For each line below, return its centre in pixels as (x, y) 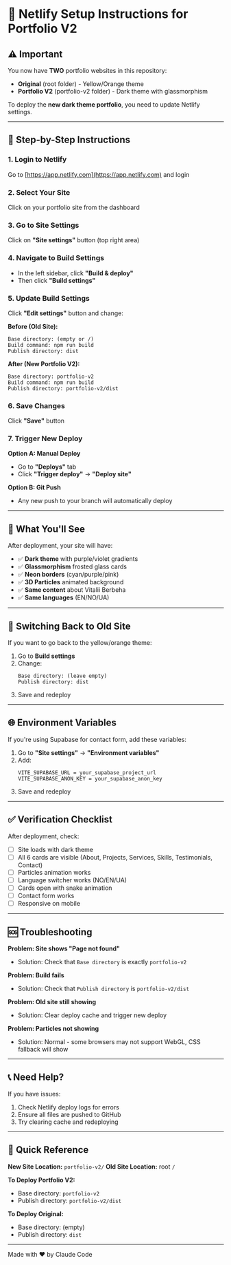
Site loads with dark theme (56, 849)
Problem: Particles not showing (53, 1028)
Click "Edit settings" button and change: (66, 313)
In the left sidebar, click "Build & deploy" (75, 273)
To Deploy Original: (36, 1213)
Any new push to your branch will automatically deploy (95, 501)
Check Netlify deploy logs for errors (68, 1107)
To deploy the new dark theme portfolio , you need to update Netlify (104, 105)
